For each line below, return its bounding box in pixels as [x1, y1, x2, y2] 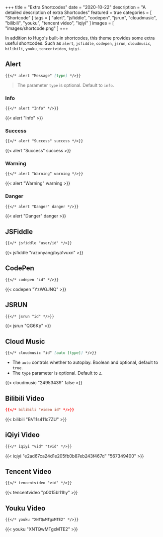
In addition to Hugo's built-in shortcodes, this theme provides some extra [5, 35, 155, 41]
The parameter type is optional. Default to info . [17, 82, 114, 88]
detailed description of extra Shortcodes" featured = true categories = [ [5, 9, 152, 15]
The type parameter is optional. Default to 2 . [12, 370, 103, 376]
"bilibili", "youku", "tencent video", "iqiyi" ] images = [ [5, 20, 114, 26]
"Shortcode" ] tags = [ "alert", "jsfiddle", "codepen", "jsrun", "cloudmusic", [5, 15, 157, 20]
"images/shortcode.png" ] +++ [5, 25, 69, 31]
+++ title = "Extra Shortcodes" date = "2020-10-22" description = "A [5, 4, 146, 10]
